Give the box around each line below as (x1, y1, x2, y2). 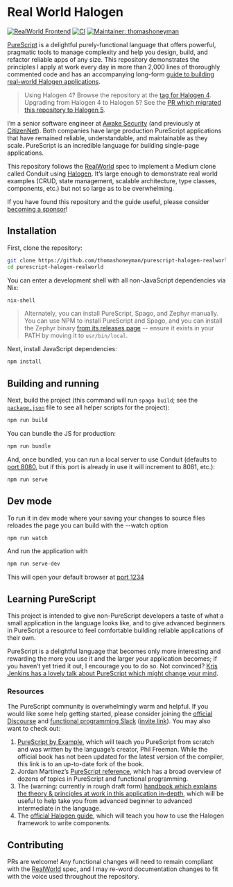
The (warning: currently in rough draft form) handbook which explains (17, 782, 217, 791)
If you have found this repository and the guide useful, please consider (7, 197, 209, 205)
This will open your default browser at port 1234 (7, 573, 144, 582)
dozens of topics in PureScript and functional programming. (17, 775, 189, 783)
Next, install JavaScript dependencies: (7, 345, 118, 353)
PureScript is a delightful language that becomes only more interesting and (7, 647, 221, 656)
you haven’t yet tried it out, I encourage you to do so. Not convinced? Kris (7, 662, 218, 670)
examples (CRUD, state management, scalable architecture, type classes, (7, 176, 217, 185)
